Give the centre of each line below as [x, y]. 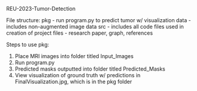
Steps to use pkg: [28, 45]
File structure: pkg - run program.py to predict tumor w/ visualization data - [98, 20]
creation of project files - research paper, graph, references [80, 33]
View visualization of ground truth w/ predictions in [78, 75]
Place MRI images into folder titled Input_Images [74, 56]
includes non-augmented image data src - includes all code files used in [95, 27]
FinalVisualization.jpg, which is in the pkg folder [73, 81]
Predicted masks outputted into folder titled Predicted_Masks [90, 69]
